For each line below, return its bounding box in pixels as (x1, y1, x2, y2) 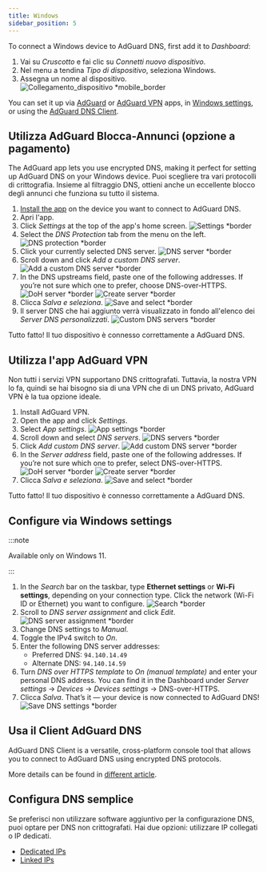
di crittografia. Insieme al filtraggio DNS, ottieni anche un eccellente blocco (8, 180, 256, 190)
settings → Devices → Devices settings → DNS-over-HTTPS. (19, 684, 220, 693)
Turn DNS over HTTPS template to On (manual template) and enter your (19, 666, 257, 677)
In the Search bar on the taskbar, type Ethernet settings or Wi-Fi (19, 581, 235, 591)
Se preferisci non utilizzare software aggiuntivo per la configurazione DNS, (8, 814, 255, 823)
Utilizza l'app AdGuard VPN (8, 353, 148, 367)
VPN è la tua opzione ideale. (8, 392, 102, 401)
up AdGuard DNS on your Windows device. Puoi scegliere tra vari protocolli (8, 171, 257, 181)
